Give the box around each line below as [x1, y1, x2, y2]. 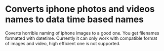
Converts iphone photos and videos [5, 3, 155, 15]
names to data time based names [5, 14, 144, 25]
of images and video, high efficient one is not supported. [5, 40, 121, 46]
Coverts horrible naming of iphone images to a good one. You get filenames [5, 30, 160, 36]
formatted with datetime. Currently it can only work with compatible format [5, 35, 157, 41]
